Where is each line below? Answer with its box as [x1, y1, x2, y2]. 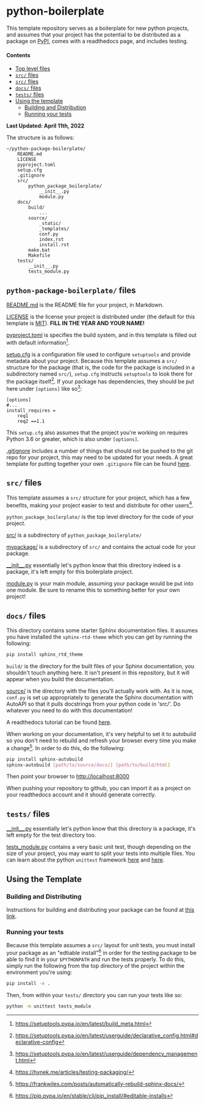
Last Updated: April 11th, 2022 [6, 122, 85, 129]
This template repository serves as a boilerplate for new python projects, [6, 24, 189, 32]
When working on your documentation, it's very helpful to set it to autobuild [6, 731, 196, 738]
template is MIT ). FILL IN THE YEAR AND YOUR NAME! [6, 319, 145, 327]
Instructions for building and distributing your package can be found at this [6, 906, 195, 913]
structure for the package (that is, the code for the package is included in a [6, 363, 195, 371]
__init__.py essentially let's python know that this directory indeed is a [6, 562, 181, 569]
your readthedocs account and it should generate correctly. [6, 791, 157, 798]
